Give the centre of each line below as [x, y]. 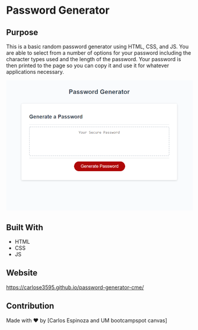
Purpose [22, 32]
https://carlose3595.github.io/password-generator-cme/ [75, 287]
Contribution [30, 306]
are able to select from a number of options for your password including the [99, 53]
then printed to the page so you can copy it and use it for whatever [88, 65]
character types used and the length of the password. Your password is [94, 59]
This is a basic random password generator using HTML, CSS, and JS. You [97, 46]
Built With [25, 227]
